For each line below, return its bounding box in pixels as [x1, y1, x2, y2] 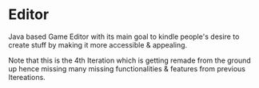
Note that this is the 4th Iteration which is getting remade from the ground [8, 55, 252, 65]
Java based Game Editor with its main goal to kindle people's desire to [8, 32, 240, 41]
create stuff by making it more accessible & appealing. [8, 40, 188, 49]
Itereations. [8, 72, 46, 82]
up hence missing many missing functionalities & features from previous [8, 63, 246, 73]
